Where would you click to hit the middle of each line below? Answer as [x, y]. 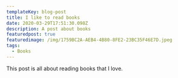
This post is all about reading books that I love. [65, 68]
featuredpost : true [31, 34]
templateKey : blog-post [36, 12]
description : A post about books [49, 29]
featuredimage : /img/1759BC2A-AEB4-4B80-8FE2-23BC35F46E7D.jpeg [89, 40]
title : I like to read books [43, 18]
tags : [13, 46]
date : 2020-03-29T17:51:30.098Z [47, 23]
